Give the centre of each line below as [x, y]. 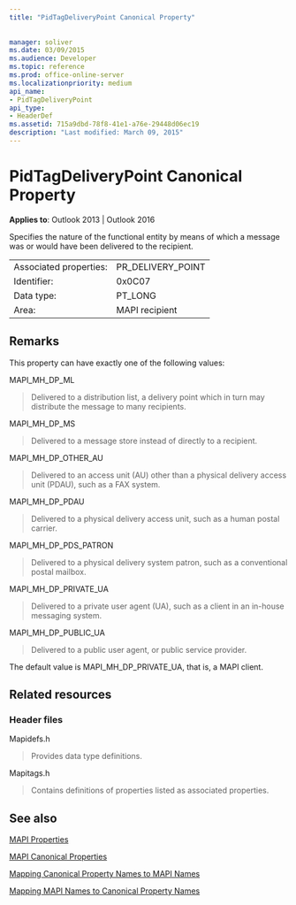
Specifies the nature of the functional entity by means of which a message [144, 236]
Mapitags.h [30, 773]
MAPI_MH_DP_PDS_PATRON [61, 545]
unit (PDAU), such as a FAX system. [95, 484]
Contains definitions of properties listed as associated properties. [150, 790]
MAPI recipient [147, 310]
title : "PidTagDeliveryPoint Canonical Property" [102, 17]
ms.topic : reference [47, 67]
